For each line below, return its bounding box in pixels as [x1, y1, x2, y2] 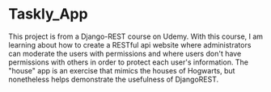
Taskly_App [8, 5, 88, 23]
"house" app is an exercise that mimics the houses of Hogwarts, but [8, 65, 235, 75]
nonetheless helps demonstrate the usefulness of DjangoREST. [8, 74, 219, 84]
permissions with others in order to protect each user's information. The [8, 57, 249, 67]
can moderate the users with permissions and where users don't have [8, 48, 242, 58]
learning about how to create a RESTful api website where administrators [8, 40, 252, 49]
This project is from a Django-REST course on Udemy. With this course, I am [8, 31, 264, 41]
